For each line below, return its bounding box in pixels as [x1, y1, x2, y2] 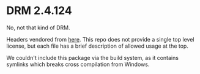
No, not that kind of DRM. [6, 24, 70, 31]
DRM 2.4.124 [6, 4, 72, 18]
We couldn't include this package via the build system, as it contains [6, 54, 179, 61]
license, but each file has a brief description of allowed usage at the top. [6, 42, 188, 50]
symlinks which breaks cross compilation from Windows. [6, 61, 150, 68]
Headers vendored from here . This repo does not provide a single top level [6, 35, 194, 43]
